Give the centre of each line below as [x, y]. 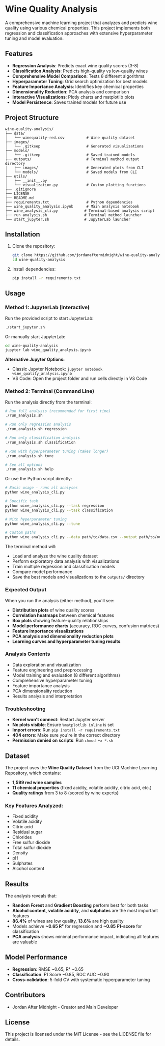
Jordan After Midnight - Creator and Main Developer [65, 1007]
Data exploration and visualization [46, 665]
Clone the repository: [34, 246]
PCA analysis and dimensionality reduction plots [63, 636]
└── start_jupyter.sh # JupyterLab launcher [68, 219]
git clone [22, 255]
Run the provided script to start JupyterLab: [49, 318]
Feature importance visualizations [48, 631]
